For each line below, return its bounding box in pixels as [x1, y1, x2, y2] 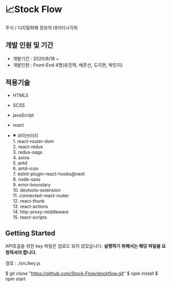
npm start [5, 276, 26, 282]
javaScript [12, 112, 34, 118]
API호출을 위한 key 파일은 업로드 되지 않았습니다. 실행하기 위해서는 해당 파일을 [5, 243, 161, 249]
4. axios [12, 154, 30, 160]
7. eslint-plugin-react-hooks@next [12, 171, 85, 177]
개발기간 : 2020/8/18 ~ [12, 55, 60, 61]
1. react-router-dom [12, 138, 55, 144]
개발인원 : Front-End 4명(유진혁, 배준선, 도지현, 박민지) [12, 62, 123, 68]
